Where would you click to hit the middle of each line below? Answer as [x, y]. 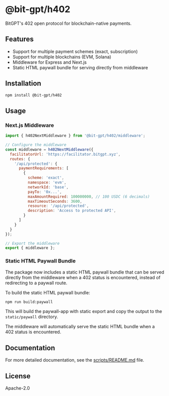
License [18, 376]
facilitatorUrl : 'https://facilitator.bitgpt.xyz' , [65, 154]
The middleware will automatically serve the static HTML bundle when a [80, 327]
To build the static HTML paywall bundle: [48, 292]
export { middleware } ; [30, 248]
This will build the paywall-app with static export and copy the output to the [84, 312]
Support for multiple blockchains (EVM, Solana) [62, 57]
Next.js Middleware [30, 125]
